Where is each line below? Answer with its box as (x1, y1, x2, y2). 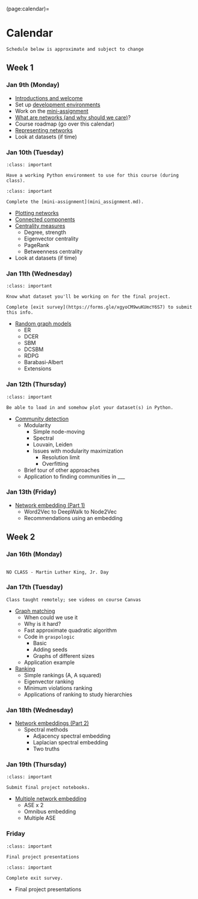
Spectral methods (23, 726, 68, 733)
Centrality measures (14, 222, 66, 229)
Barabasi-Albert (23, 359, 63, 366)
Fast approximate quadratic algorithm (23, 627, 117, 634)
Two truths (32, 746, 60, 753)
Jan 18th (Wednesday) (6, 706, 73, 714)
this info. (6, 309, 34, 316)
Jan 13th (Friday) (6, 488, 57, 496)
